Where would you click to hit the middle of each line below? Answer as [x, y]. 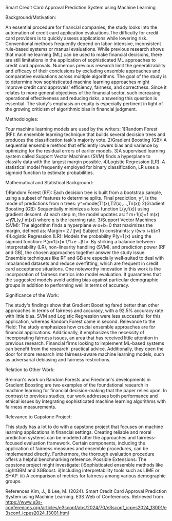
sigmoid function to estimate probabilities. [50, 172]
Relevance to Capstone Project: [39, 417]
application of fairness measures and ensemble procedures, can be [77, 448]
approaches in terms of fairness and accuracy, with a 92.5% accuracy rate [84, 311]
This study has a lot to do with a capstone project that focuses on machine [84, 427]
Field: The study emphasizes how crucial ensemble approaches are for [80, 327]
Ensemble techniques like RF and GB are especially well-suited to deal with [85, 258]
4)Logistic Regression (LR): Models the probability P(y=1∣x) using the [78, 236]
